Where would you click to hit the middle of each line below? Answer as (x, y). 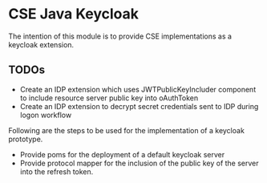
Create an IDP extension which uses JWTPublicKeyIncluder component (138, 89)
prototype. (26, 139)
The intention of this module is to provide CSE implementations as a (120, 36)
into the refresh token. (57, 171)
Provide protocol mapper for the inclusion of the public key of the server (139, 163)
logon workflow (46, 115)
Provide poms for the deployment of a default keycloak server (122, 154)
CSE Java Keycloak (73, 14)
